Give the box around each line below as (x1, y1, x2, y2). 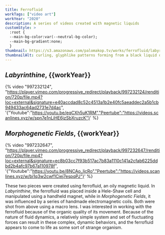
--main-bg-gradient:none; (9, 39, 63, 44)
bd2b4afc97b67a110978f (5, 163, 55, 169)
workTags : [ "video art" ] (5, 12, 56, 17)
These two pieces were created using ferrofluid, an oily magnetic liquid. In (5, 183, 155, 188)
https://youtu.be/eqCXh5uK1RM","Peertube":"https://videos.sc (32, 110, 159, 116)
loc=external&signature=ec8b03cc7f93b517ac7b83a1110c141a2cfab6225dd (5, 158, 158, 164)
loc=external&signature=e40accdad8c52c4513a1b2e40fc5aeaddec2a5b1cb (5, 99, 159, 105)
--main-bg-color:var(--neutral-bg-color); (9, 35, 98, 40)
